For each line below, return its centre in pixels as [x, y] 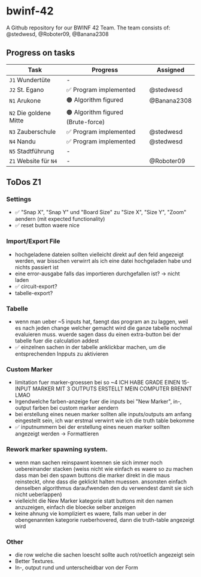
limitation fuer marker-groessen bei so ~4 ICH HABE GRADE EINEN [98, 383]
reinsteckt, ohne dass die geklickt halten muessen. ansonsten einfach [101, 482]
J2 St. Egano [27, 89]
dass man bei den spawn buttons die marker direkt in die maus [92, 475]
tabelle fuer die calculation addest [57, 341]
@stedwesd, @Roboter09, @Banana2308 [57, 34]
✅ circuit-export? [36, 286]
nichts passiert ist [36, 267]
